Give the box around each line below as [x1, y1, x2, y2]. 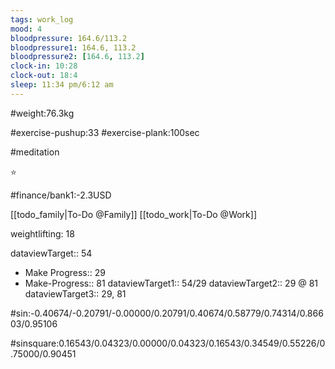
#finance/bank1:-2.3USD [10, 189, 112, 201]
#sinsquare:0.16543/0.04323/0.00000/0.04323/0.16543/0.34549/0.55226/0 [10, 337, 326, 349]
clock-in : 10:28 [10, 61, 78, 71]
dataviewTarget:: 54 [10, 247, 93, 259]
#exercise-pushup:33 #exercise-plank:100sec [10, 126, 200, 138]
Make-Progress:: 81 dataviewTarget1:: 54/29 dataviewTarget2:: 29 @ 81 [24, 277, 319, 289]
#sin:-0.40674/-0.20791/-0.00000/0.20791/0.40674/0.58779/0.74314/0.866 [10, 307, 324, 319]
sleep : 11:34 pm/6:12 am [10, 80, 114, 90]
